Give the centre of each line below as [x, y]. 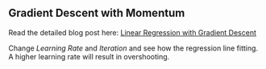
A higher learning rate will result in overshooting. [89, 56]
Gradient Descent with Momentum [97, 13]
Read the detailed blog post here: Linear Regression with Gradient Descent [132, 32]
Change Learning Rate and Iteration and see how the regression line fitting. [133, 48]
